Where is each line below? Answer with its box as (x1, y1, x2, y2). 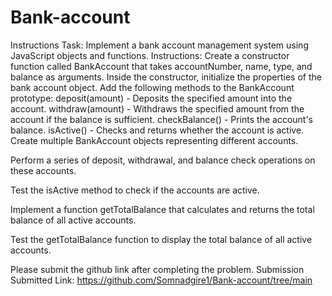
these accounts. (10, 164, 77, 176)
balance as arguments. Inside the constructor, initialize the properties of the (10, 71, 322, 83)
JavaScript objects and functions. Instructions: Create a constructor (10, 49, 290, 61)
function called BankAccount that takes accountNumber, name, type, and (10, 60, 313, 72)
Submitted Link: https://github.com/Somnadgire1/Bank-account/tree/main (10, 274, 313, 286)
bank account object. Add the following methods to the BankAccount (10, 81, 295, 93)
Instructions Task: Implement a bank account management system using (10, 39, 309, 51)
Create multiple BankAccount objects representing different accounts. (10, 134, 299, 146)
